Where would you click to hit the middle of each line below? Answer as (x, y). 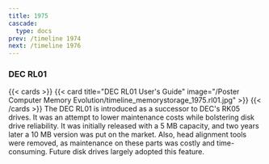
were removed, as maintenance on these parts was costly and (112, 143)
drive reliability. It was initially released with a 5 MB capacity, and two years (134, 126)
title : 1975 (28, 16)
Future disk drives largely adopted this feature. (126, 152)
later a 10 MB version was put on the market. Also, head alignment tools (128, 135)
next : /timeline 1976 (45, 46)
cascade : (23, 23)
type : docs (34, 31)
